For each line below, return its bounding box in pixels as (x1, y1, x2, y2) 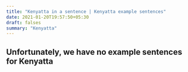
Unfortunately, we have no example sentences (6, 47, 183, 57)
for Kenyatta (6, 56, 54, 66)
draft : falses (6, 19, 42, 25)
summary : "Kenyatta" (6, 25, 58, 31)
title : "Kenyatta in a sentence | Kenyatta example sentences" (6, 8, 167, 15)
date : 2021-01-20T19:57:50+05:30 (6, 14, 89, 20)
